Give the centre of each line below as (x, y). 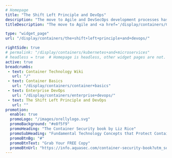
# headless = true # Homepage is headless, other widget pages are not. (86, 57)
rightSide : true (23, 48)
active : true (19, 62)
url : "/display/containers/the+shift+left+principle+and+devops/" (78, 38)
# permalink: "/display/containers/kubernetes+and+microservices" (78, 52)
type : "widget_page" (27, 34)
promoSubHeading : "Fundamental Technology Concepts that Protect (81, 133)
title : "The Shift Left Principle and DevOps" (56, 15)
